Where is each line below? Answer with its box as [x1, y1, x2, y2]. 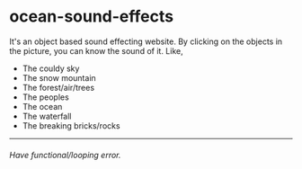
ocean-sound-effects [9, 6, 173, 27]
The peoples [22, 92, 69, 102]
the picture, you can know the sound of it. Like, [9, 45, 183, 56]
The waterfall [22, 111, 72, 121]
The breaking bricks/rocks [22, 120, 120, 131]
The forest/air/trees [22, 82, 95, 93]
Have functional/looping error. [9, 149, 121, 160]
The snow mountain [22, 72, 96, 83]
